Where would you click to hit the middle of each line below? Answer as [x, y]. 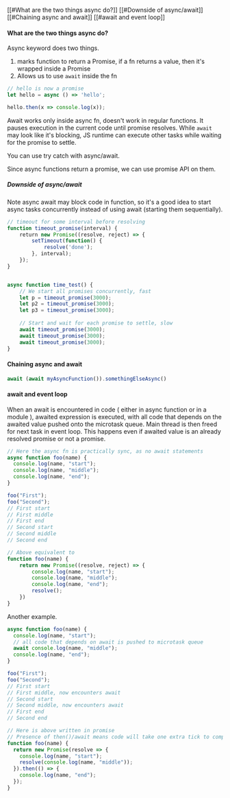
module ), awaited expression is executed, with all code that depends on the [115, 416]
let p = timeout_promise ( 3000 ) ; [65, 298]
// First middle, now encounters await [64, 692]
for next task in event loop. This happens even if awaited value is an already [114, 431]
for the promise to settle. [42, 142]
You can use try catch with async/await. [63, 155]
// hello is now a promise [46, 89]
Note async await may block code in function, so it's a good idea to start [109, 202]
